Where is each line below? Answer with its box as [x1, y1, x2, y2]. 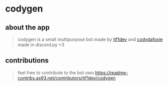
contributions [5, 56, 49, 65]
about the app [5, 23, 50, 32]
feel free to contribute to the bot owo [17, 69, 94, 75]
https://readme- [95, 69, 128, 75]
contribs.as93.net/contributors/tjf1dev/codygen [17, 75, 116, 81]
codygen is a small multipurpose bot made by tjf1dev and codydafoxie [17, 36, 163, 42]
